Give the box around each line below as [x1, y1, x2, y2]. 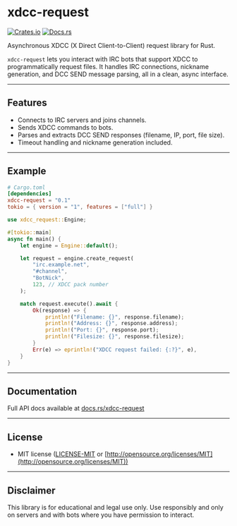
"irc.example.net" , [32, 262, 90, 269]
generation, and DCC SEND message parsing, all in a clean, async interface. [7, 70, 229, 78]
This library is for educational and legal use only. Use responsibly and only [7, 503, 224, 511]
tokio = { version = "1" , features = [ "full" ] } [7, 204, 153, 211]
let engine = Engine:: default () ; [20, 242, 119, 249]
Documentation [7, 385, 78, 397]
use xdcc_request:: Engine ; [7, 216, 87, 224]
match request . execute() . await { [20, 300, 119, 307]
